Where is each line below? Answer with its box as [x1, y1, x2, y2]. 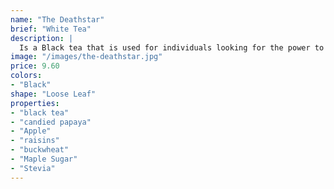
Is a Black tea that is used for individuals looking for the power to [19, 42, 325, 53]
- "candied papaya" [10, 117, 92, 127]
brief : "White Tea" [10, 24, 92, 34]
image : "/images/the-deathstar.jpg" [10, 52, 163, 62]
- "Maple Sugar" [10, 154, 78, 164]
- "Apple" [10, 126, 52, 136]
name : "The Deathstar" [10, 14, 105, 25]
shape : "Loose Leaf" [10, 89, 97, 99]
